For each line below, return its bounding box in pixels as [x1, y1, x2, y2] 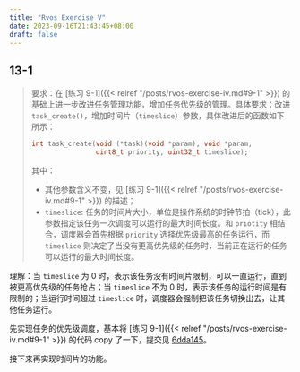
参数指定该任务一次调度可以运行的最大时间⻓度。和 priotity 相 [44, 217, 278, 229]
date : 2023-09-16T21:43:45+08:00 [9, 22, 134, 30]
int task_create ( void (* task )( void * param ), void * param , [30, 140, 253, 149]
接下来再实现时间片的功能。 [9, 353, 112, 364]
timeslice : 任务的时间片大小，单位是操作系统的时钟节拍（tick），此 [44, 206, 291, 217]
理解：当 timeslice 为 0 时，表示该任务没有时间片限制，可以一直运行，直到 [9, 270, 287, 281]
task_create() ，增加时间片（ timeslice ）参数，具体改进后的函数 [30, 110, 270, 121]
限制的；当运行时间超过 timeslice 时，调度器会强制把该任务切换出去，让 [9, 292, 278, 303]
